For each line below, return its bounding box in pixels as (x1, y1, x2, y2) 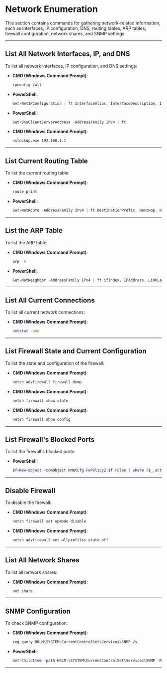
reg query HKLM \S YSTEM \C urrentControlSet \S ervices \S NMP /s (12, 640, 138, 645)
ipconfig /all (12, 82, 42, 87)
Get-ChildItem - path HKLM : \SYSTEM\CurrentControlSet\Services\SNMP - (12, 658, 160, 664)
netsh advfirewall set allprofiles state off (12, 537, 108, 542)
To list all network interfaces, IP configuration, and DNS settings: (5, 63, 138, 69)
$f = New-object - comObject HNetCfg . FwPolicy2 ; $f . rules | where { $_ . (12, 468, 156, 473)
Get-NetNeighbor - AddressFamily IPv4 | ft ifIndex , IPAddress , (12, 278, 147, 283)
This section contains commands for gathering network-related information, (5, 20, 161, 26)
